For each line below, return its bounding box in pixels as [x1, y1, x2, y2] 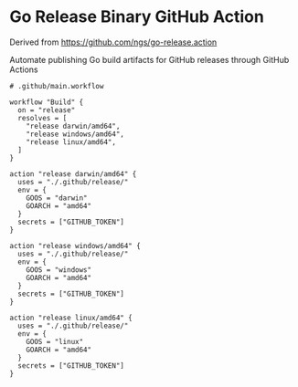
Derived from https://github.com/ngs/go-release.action [9, 37, 218, 47]
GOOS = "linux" [26, 337, 84, 346]
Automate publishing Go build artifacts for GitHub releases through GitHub [9, 54, 290, 65]
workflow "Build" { [9, 98, 84, 107]
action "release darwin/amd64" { [9, 169, 137, 179]
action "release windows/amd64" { [9, 241, 142, 250]
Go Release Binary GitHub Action [9, 6, 265, 27]
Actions [9, 64, 38, 75]
